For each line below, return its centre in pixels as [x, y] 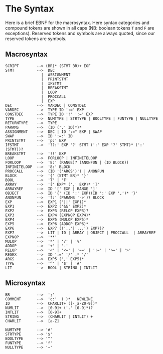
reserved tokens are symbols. [36, 39]
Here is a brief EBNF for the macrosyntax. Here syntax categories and [77, 23]
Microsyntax [26, 283]
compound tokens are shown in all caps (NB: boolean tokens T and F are [80, 28]
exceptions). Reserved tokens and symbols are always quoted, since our [80, 33]
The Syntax [30, 9]
